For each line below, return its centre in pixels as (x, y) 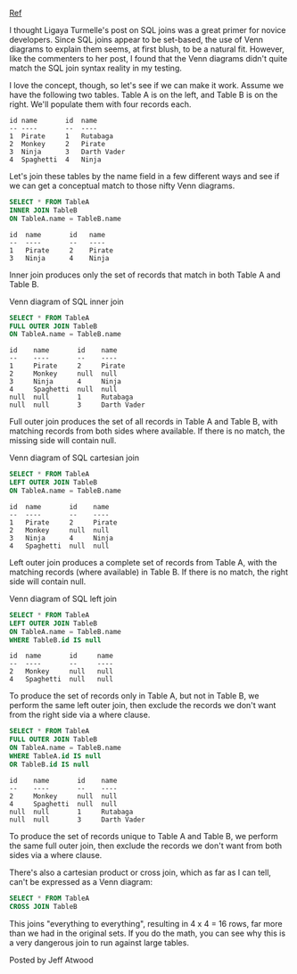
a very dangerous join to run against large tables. (99, 942)
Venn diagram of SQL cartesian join (74, 458)
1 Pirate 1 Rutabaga (62, 136)
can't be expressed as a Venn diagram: (81, 881)
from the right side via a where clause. (80, 715)
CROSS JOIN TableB (43, 906)
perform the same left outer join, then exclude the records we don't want (143, 706)
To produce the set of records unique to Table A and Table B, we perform (144, 836)
